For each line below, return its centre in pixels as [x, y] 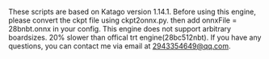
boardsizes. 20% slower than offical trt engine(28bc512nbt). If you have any [135, 37]
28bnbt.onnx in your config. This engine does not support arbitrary [120, 29]
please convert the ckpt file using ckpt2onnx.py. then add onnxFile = [123, 20]
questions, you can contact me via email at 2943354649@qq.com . [120, 46]
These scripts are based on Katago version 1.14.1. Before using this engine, [132, 12]
